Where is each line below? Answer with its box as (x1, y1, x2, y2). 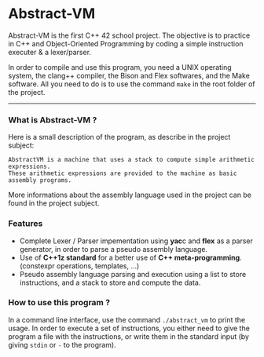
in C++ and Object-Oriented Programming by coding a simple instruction (8, 38, 244, 48)
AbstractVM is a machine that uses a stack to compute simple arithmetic (8, 156, 255, 164)
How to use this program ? (8, 297, 111, 308)
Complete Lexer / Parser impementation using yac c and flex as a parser (19, 236, 254, 246)
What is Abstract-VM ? (8, 115, 97, 126)
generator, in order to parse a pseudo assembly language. (19, 244, 208, 253)
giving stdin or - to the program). (8, 340, 116, 349)
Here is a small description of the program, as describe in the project (8, 133, 231, 142)
